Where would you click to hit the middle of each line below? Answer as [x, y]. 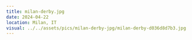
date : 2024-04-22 [27, 17]
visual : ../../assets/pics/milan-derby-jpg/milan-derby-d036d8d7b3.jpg [96, 28]
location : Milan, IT [32, 22]
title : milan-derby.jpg [35, 11]
